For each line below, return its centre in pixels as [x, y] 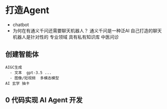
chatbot [21, 24]
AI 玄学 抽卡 [18, 83]
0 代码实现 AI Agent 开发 [44, 100]
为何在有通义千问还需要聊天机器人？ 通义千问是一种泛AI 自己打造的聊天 [87, 30]
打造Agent [27, 10]
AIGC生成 [14, 67]
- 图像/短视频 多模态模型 [35, 78]
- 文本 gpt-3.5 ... [31, 73]
